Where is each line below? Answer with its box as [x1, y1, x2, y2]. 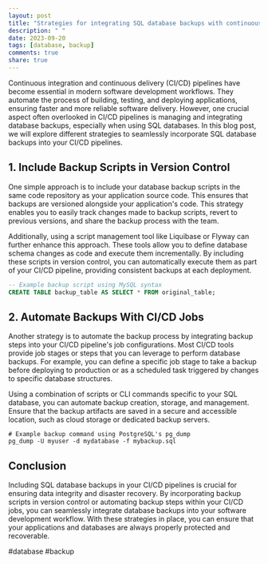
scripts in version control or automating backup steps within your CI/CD [8, 497, 244, 507]
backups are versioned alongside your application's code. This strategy [8, 199, 244, 209]
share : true [8, 57, 48, 65]
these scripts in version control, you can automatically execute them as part [8, 256, 258, 266]
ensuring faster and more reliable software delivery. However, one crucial [8, 103, 250, 113]
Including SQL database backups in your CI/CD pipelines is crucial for [8, 480, 238, 490]
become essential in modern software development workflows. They [8, 86, 234, 96]
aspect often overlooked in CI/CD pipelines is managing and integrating [8, 112, 243, 121]
